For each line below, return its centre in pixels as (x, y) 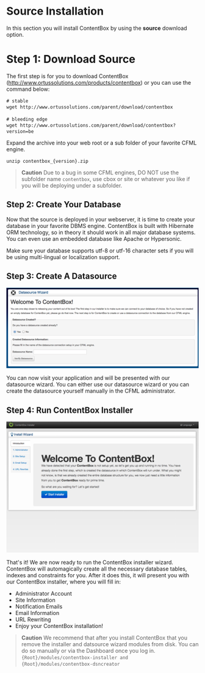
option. (15, 34)
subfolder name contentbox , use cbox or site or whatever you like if (106, 179)
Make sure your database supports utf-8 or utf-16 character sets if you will (100, 251)
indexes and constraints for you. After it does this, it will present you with (98, 575)
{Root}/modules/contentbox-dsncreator (70, 664)
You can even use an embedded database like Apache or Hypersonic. (94, 238)
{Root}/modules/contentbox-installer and (74, 657)
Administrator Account (43, 593)
